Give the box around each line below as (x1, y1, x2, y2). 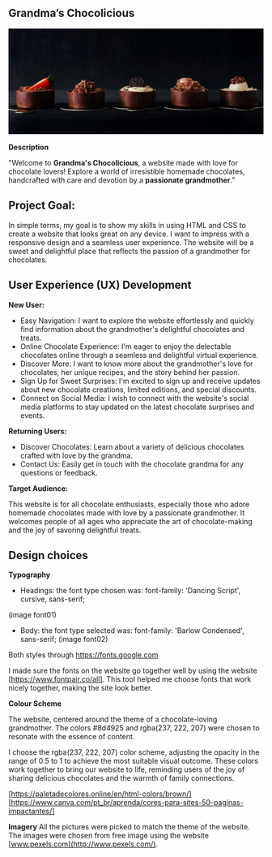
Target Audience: (8, 483, 69, 493)
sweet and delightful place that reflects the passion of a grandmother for (8, 246, 251, 256)
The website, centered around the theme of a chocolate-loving (8, 714, 218, 725)
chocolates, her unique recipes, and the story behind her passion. (19, 367, 240, 377)
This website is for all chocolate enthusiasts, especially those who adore (8, 499, 250, 509)
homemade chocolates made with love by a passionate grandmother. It (8, 507, 245, 518)
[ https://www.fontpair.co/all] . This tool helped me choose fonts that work (8, 674, 252, 684)
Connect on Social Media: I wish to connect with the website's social (19, 393, 249, 403)
